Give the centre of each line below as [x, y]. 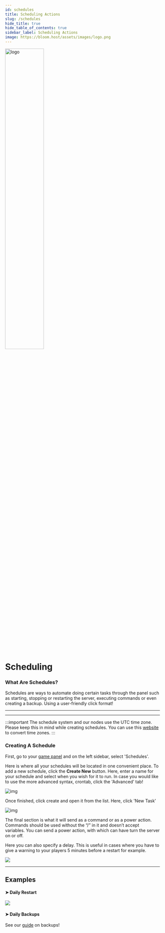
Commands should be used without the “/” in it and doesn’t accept [72, 825]
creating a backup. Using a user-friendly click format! [59, 704]
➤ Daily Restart [21, 892]
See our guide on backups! [32, 925]
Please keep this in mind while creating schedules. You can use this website [82, 727]
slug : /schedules [23, 19]
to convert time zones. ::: [30, 733]
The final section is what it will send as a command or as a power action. [79, 820]
